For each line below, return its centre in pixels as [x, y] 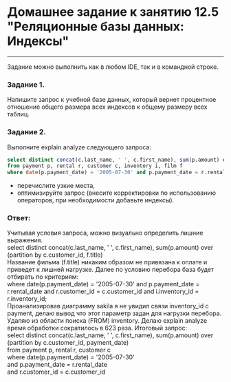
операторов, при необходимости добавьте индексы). [96, 200]
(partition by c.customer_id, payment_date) [68, 343]
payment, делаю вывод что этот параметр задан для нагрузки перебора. [114, 313]
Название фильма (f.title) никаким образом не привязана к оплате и [107, 262]
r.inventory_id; [27, 299]
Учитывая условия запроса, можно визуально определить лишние [105, 233]
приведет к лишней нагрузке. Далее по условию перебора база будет [111, 270]
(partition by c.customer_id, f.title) [55, 255]
